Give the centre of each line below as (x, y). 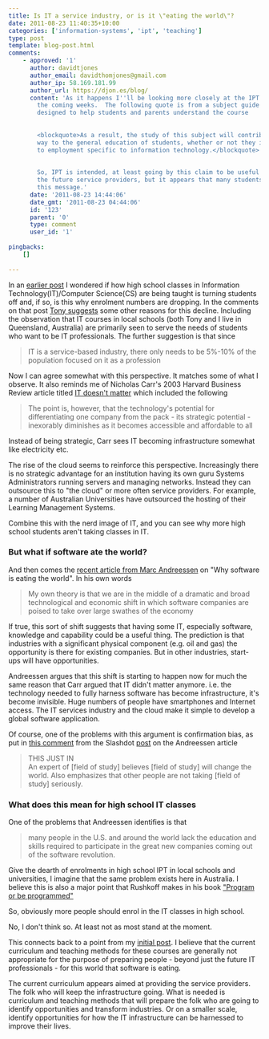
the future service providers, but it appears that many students (150, 180)
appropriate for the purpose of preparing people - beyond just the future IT (132, 960)
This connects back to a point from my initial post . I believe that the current (132, 943)
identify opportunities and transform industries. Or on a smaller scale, (123, 1009)
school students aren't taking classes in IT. (79, 531)
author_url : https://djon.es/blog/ (89, 90)
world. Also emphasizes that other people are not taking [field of (134, 775)
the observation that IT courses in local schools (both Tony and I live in (125, 319)
